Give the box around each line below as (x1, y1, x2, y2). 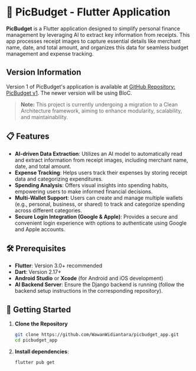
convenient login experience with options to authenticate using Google (14, 219, 187, 226)
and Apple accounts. (14, 225, 66, 233)
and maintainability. (20, 113, 68, 120)
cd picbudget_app (14, 337, 58, 343)
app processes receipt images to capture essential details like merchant (6, 37, 181, 44)
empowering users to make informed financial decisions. (14, 188, 153, 195)
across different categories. (14, 207, 83, 214)
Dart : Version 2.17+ (14, 268, 62, 276)
